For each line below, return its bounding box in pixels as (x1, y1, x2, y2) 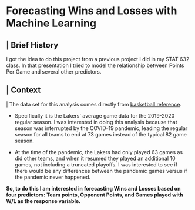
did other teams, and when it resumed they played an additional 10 (14, 155, 176, 162)
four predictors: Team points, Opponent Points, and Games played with (6, 191, 183, 198)
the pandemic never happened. (14, 174, 91, 181)
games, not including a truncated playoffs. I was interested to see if (14, 161, 178, 168)
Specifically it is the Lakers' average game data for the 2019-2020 (14, 112, 175, 119)
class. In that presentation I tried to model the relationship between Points (6, 62, 184, 69)
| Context (6, 85, 41, 95)
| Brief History (6, 40, 59, 50)
